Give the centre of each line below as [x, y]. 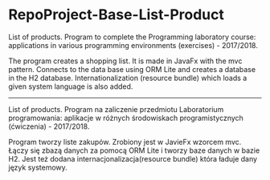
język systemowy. [38, 167]
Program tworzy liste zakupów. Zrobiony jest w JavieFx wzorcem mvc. [125, 142]
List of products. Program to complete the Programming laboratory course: [132, 37]
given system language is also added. [71, 86]
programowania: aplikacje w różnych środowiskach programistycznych [126, 118]
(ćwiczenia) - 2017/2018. [49, 126]
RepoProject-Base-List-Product [117, 15]
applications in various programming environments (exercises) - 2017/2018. [133, 45]
